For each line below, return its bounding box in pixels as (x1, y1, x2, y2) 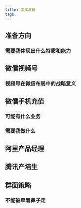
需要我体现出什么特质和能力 (5, 47, 71, 54)
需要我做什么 (5, 127, 36, 134)
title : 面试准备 (5, 7, 36, 12)
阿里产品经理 (5, 144, 44, 153)
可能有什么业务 (5, 113, 41, 120)
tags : (5, 12, 16, 17)
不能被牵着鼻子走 (5, 197, 46, 204)
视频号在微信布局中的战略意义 (5, 80, 77, 87)
